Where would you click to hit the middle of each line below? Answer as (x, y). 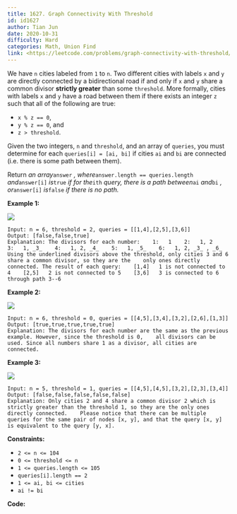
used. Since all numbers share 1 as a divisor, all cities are (102, 343)
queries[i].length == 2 (53, 475)
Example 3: (24, 362)
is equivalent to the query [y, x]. (61, 426)
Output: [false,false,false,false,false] (69, 395)
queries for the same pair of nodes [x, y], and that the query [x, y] (115, 419)
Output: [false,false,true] (49, 235)
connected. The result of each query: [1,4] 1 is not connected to (116, 267)
